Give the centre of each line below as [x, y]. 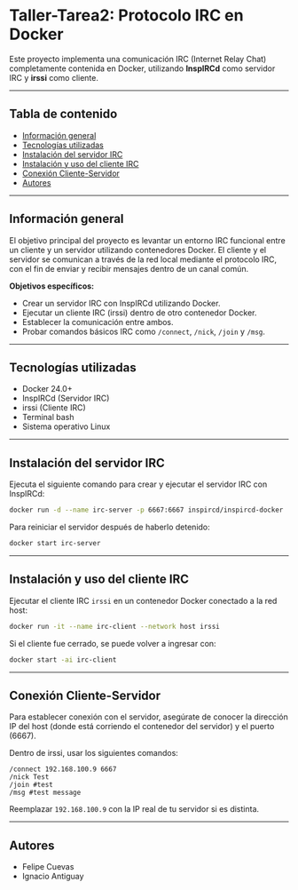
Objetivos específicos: [52, 286]
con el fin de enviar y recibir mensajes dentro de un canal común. [129, 268]
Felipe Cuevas [48, 867]
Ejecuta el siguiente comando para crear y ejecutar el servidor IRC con [138, 484]
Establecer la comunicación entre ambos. [98, 322]
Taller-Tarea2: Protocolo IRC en [126, 16]
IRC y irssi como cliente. [54, 77]
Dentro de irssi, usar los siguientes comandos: [94, 753]
